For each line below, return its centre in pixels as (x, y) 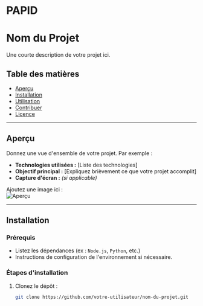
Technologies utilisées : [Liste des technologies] (76, 165)
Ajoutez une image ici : (35, 189)
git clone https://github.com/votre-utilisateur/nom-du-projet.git (101, 297)
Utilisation (27, 101)
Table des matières (43, 74)
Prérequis (21, 238)
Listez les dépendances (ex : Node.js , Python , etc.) (78, 250)
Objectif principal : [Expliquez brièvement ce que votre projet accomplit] (106, 171)
